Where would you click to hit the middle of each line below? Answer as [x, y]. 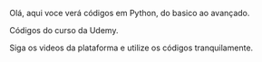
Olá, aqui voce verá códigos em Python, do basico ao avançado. [130, 13]
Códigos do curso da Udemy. [64, 30]
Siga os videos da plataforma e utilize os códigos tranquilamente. [131, 48]
